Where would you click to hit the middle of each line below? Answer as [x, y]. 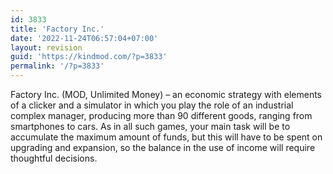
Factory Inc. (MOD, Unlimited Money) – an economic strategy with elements [166, 94]
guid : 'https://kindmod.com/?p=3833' [89, 57]
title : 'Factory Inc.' [57, 29]
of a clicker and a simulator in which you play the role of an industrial [152, 105]
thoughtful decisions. [54, 158]
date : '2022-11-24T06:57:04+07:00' [84, 38]
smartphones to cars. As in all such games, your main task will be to [150, 126]
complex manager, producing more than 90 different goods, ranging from [161, 115]
